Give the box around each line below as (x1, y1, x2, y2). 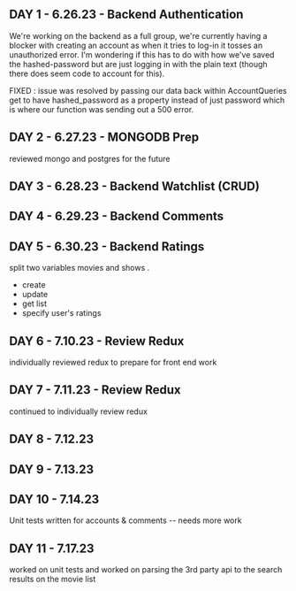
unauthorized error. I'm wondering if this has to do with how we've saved (9, 49, 275, 60)
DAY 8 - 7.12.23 (9, 432, 95, 447)
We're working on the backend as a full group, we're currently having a (9, 30, 268, 41)
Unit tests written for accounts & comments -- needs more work (9, 515, 242, 526)
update (21, 289, 49, 300)
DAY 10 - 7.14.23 (9, 492, 100, 507)
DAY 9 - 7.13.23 (9, 462, 95, 477)
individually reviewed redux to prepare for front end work (9, 357, 217, 368)
